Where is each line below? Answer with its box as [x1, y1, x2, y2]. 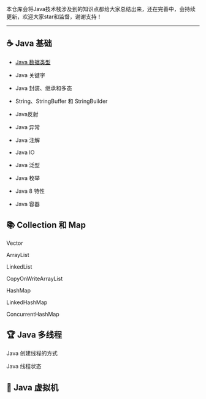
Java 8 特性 [15, 187, 45, 195]
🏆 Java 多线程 [6, 330, 63, 340]
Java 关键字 [15, 71, 46, 78]
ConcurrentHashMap [6, 310, 59, 318]
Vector [6, 239, 23, 247]
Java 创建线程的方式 [6, 349, 58, 357]
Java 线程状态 [6, 363, 42, 370]
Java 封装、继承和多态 [15, 84, 72, 92]
